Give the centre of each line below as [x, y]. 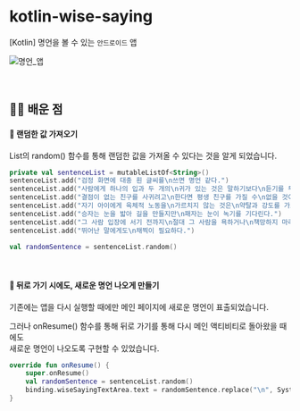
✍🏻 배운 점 [36, 109]
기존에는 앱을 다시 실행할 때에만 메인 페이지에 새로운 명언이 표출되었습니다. [139, 306]
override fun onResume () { [59, 365]
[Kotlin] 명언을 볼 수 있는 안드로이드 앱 [73, 42]
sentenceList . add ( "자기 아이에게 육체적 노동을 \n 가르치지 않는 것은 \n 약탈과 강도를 [145, 206]
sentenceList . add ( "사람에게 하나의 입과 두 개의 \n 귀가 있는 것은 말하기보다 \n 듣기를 [147, 189]
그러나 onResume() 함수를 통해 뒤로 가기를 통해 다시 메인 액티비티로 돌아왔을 [143, 326]
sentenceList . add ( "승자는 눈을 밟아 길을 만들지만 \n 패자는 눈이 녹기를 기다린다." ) [146, 214]
